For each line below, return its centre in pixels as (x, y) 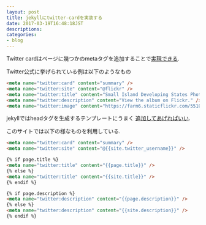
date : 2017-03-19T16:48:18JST (45, 23)
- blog (15, 40)
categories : (21, 35)
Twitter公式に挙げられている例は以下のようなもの (69, 72)
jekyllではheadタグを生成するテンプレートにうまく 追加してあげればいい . (98, 118)
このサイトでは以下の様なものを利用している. (63, 131)
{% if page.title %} (33, 160)
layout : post (23, 12)
